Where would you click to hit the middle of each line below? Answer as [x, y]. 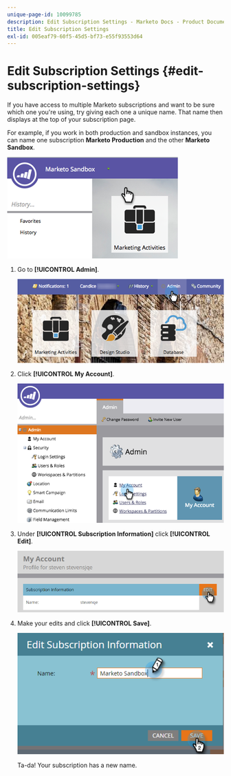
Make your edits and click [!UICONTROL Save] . [84, 623]
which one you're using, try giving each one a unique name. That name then [115, 112]
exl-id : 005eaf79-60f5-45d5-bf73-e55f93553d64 [75, 36]
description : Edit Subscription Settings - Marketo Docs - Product [106, 22]
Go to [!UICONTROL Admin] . [58, 270]
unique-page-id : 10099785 [44, 14]
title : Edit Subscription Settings [58, 29]
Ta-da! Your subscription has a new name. [77, 765]
